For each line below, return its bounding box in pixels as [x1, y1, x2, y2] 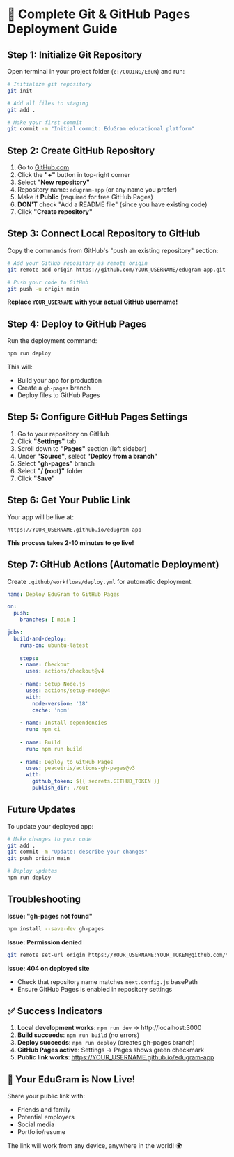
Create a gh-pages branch [17, 383, 91, 392]
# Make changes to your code [7, 836, 92, 843]
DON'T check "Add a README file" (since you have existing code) [17, 200, 208, 208]
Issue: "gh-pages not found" [7, 912, 93, 920]
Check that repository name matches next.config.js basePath [17, 977, 198, 986]
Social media [17, 1120, 55, 1128]
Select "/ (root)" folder [17, 466, 84, 475]
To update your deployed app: [7, 822, 94, 830]
